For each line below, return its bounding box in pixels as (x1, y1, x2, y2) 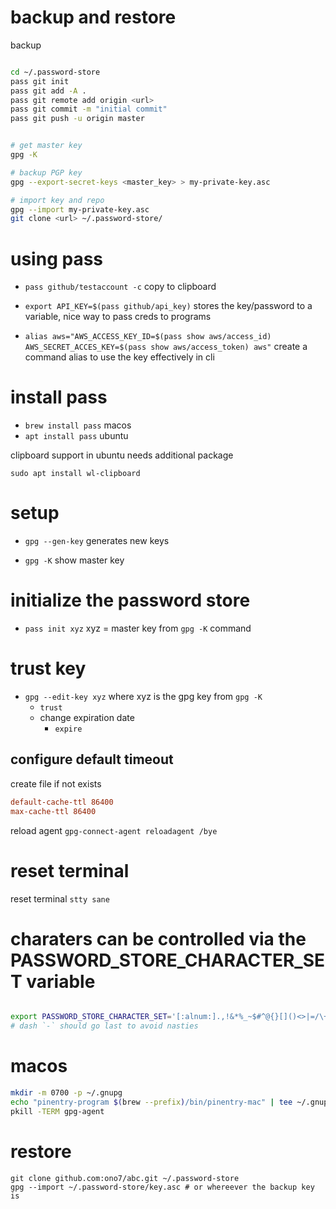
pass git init (10, 76, 70, 86)
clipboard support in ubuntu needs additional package (10, 449, 234, 461)
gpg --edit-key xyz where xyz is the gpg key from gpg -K (24, 691, 263, 702)
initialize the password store (10, 589, 251, 612)
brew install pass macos (24, 419, 132, 431)
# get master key (10, 141, 83, 151)
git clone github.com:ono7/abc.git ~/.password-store (10, 1173, 240, 1183)
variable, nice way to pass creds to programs (24, 311, 212, 323)
